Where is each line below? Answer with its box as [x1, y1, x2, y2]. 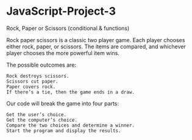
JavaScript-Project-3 [6, 4, 116, 18]
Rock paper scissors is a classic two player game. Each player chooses [6, 36, 185, 43]
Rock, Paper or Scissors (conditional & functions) [6, 24, 130, 32]
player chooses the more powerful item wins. [6, 49, 120, 56]
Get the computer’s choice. [6, 117, 78, 123]
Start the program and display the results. [6, 127, 121, 134]
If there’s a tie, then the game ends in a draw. [6, 89, 135, 95]
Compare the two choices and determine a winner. [6, 122, 135, 128]
